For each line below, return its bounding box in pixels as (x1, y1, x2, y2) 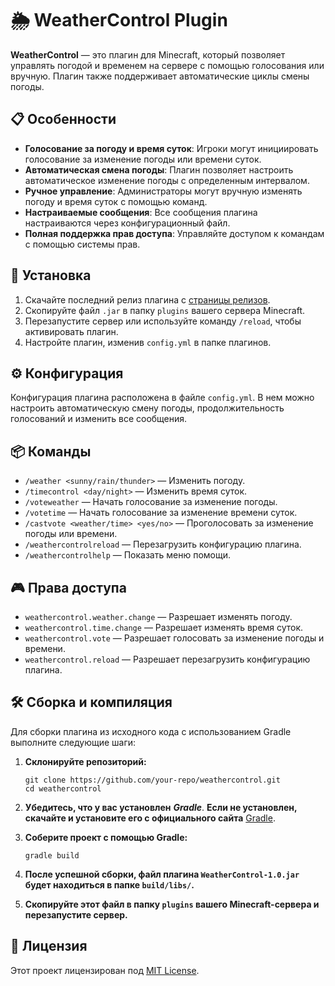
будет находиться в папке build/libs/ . (24, 878, 195, 891)
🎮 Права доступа (10, 579, 127, 596)
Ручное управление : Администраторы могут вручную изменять (24, 185, 303, 197)
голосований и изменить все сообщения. (10, 413, 188, 425)
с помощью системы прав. (24, 238, 141, 250)
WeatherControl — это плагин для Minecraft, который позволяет (10, 48, 286, 61)
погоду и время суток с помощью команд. (24, 195, 208, 207)
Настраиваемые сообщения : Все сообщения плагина (24, 206, 258, 218)
